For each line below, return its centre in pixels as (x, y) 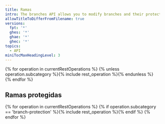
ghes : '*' (19, 32)
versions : (15, 23)
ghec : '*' (19, 42)
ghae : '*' (19, 37)
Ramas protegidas (34, 95)
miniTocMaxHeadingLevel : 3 (33, 55)
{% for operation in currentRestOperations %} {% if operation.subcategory (81, 107)
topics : (13, 46)
